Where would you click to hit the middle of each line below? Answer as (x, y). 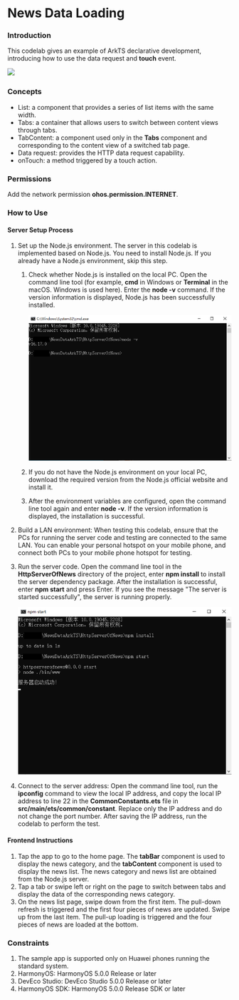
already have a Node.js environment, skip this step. (93, 261)
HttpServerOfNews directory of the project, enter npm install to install (121, 574)
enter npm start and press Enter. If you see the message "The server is (122, 589)
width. (27, 115)
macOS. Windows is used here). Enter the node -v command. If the (127, 290)
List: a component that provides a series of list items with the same (116, 107)
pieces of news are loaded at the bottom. (78, 924)
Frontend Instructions (40, 840)
